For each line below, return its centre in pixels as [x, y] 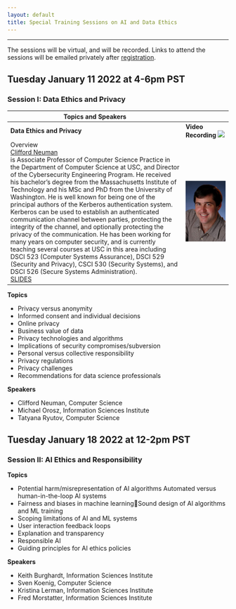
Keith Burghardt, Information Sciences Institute [85, 575]
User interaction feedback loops [64, 526]
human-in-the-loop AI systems [62, 496]
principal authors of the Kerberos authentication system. [92, 204]
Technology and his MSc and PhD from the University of [91, 190]
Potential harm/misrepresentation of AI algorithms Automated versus [117, 489]
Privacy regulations [45, 360]
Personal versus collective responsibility [76, 353]
